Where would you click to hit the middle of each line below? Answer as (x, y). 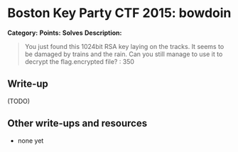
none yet (31, 141)
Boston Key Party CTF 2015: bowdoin (119, 13)
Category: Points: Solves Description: (65, 33)
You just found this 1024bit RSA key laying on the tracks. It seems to (124, 46)
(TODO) (19, 101)
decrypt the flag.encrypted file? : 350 (80, 61)
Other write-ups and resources (77, 123)
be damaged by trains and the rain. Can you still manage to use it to (124, 54)
